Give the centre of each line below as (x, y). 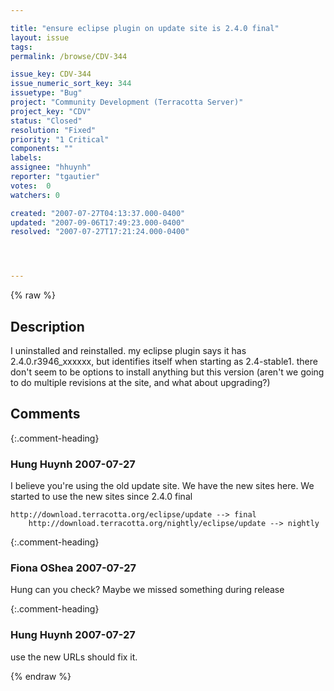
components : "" (42, 149)
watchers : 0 (35, 195)
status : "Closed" (46, 121)
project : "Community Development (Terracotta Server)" (127, 102)
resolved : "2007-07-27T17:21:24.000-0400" (100, 232)
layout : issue (40, 37)
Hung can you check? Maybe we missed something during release (147, 590)
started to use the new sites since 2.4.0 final (101, 497)
